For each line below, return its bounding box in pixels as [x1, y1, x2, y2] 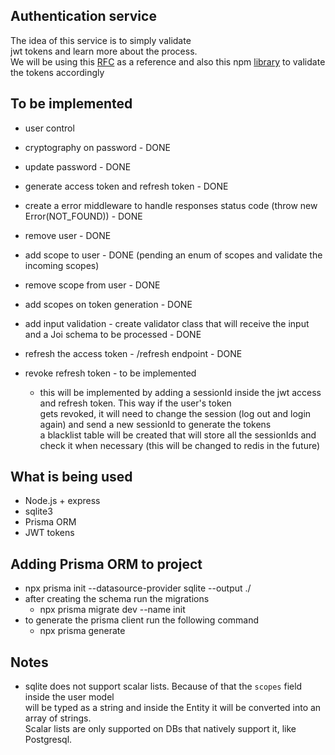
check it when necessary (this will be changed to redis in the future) [39, 439, 321, 451]
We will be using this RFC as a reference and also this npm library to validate [10, 55, 326, 68]
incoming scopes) [24, 259, 100, 271]
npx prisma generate [39, 625, 126, 637]
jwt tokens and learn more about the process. [10, 45, 198, 57]
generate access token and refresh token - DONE [24, 180, 229, 192]
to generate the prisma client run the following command [24, 614, 260, 626]
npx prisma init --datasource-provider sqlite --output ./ [24, 582, 252, 594]
